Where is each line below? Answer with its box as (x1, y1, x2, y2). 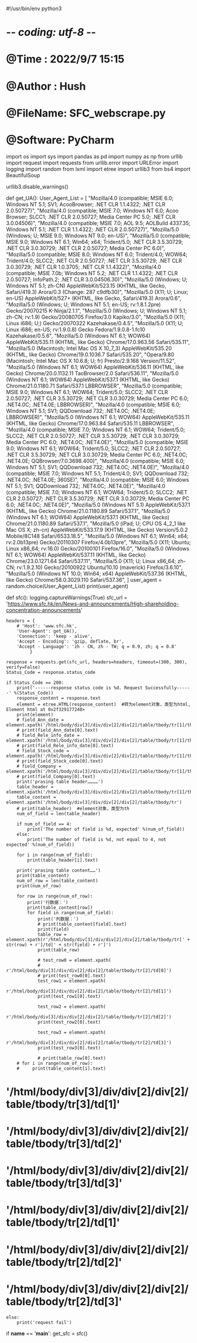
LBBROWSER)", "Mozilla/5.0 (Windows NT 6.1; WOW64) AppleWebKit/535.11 (6, 414, 189, 421)
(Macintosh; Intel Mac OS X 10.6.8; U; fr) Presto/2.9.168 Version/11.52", (6, 357, 176, 364)
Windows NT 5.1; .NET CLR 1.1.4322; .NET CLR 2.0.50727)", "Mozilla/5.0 (6, 226, 179, 233)
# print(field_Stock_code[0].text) (16, 758, 104, 764)
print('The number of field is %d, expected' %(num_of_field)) (27, 826, 185, 832)
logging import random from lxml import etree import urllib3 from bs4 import (6, 165, 191, 173)
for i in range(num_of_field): (16, 852, 93, 858)
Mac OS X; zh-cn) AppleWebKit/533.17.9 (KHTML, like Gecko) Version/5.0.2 (6, 526, 188, 533)
